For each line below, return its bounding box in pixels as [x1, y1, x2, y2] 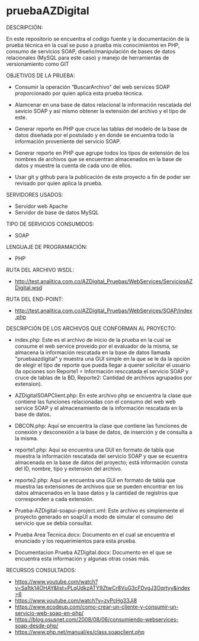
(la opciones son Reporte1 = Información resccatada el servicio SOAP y [14, 367, 189, 374]
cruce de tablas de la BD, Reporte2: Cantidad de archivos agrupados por [14, 374, 192, 381]
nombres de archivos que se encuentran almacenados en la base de [14, 155, 182, 162]
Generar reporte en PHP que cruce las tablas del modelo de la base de [14, 125, 188, 132]
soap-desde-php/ [14, 622, 59, 629]
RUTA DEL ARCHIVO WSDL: [6, 266, 74, 273]
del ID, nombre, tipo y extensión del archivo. [14, 465, 123, 472]
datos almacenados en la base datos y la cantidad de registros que [14, 489, 179, 496]
